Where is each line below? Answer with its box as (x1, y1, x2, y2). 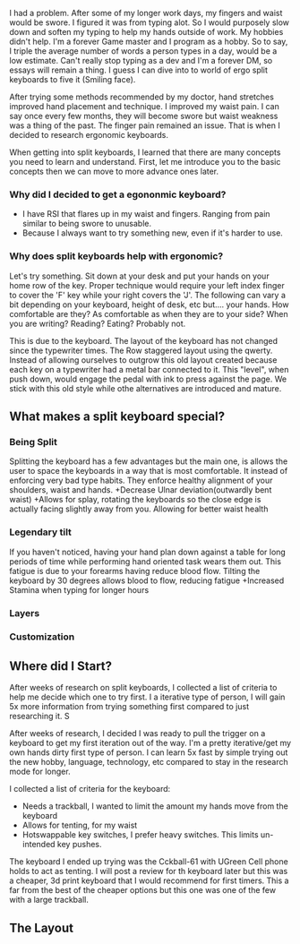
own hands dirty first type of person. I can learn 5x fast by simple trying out (9, 747, 288, 758)
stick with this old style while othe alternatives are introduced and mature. (9, 382, 282, 393)
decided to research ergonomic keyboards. (9, 130, 168, 140)
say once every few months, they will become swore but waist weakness (9, 111, 279, 121)
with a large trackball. (9, 895, 90, 905)
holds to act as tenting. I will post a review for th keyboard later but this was (9, 866, 288, 877)
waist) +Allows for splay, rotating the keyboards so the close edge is (9, 494, 261, 505)
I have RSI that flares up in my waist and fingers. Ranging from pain (21, 209, 270, 219)
